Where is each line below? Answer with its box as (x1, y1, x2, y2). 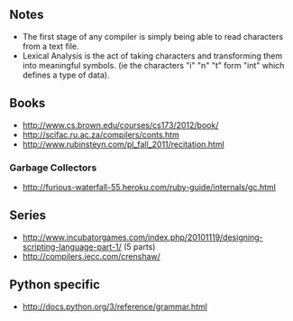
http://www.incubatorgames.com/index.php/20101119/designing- (22, 232, 263, 243)
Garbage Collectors (9, 161, 97, 174)
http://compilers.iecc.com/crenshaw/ (22, 251, 160, 261)
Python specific (9, 277, 101, 292)
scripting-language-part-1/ (22, 241, 122, 252)
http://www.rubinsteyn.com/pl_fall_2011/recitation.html (22, 139, 225, 150)
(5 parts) (123, 241, 156, 252)
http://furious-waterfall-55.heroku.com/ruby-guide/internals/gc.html (22, 181, 277, 192)
